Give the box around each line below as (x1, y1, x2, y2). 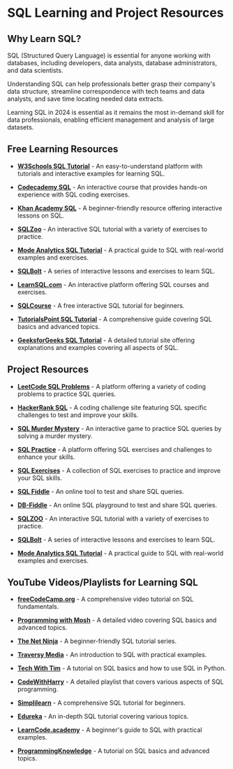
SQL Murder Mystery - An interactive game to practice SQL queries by (17, 424, 222, 432)
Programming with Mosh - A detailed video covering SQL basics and (17, 616, 217, 624)
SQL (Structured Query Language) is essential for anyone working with (7, 51, 211, 59)
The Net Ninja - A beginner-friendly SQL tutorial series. (17, 637, 176, 645)
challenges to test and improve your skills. (17, 411, 139, 419)
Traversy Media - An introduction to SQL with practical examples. (17, 651, 207, 659)
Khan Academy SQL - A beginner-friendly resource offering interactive (17, 204, 223, 212)
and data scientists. (7, 66, 63, 74)
